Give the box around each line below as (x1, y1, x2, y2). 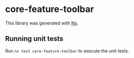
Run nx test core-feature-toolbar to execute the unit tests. (5, 47, 129, 53)
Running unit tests (5, 34, 63, 43)
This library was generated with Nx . (5, 20, 78, 26)
